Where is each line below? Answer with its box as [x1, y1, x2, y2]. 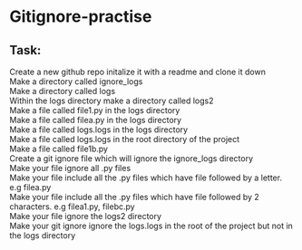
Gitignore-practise [9, 6, 152, 27]
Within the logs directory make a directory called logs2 [9, 95, 215, 106]
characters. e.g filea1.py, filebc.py [9, 201, 135, 212]
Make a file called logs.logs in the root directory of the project [9, 134, 240, 144]
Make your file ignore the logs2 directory [9, 211, 161, 221]
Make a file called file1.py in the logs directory [9, 105, 180, 115]
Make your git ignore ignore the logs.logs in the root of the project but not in [9, 220, 293, 231]
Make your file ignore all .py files [9, 163, 132, 173]
